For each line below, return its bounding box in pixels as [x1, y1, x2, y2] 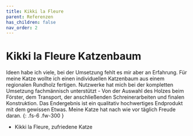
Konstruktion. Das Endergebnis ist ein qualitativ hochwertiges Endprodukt [6, 100, 183, 107]
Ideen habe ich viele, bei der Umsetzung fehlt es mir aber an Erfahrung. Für [6, 69, 188, 76]
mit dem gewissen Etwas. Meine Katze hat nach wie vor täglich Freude [6, 106, 176, 113]
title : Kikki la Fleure [6, 8, 64, 15]
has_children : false [6, 19, 57, 25]
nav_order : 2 [6, 24, 38, 31]
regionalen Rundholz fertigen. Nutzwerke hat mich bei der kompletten [6, 81, 174, 88]
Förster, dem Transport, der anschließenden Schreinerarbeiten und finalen [6, 94, 185, 101]
